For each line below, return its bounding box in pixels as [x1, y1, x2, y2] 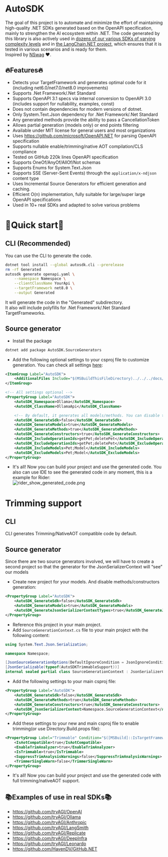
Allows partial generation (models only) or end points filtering [12, 122, 139, 128]
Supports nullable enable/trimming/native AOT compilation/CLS [12, 143, 143, 149]
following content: [12, 632, 50, 638]
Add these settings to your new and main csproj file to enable [12, 720, 139, 727]
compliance [12, 148, 37, 154]
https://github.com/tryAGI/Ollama [12, 814, 81, 820]
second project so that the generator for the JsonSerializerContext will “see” [5, 564, 162, 570]
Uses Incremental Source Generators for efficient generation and [12, 180, 146, 186]
